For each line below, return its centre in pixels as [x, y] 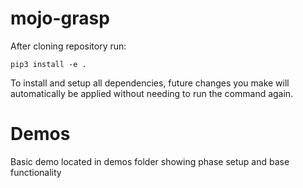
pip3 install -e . [48, 64]
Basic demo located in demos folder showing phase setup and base [150, 161]
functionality [36, 172]
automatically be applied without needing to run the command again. [152, 93]
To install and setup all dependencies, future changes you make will [150, 83]
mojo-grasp [60, 18]
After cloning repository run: [68, 46]
